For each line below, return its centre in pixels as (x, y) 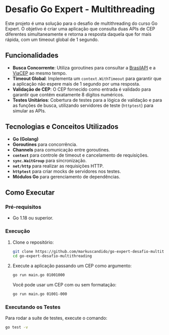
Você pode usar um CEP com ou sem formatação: (65, 285)
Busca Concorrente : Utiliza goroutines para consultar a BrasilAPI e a (84, 67)
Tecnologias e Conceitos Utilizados (62, 127)
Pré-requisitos (23, 207)
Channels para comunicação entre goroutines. (61, 150)
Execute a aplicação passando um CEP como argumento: (72, 266)
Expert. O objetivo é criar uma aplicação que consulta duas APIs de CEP (80, 28)
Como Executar (30, 192)
